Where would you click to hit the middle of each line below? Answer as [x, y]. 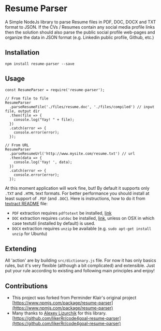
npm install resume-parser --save [40, 64]
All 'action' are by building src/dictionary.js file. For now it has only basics [80, 261]
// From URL [17, 145]
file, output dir [22, 111]
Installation [22, 53]
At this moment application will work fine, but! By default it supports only [77, 188]
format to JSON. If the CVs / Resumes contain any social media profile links [80, 27]
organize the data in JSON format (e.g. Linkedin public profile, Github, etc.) [80, 37]
